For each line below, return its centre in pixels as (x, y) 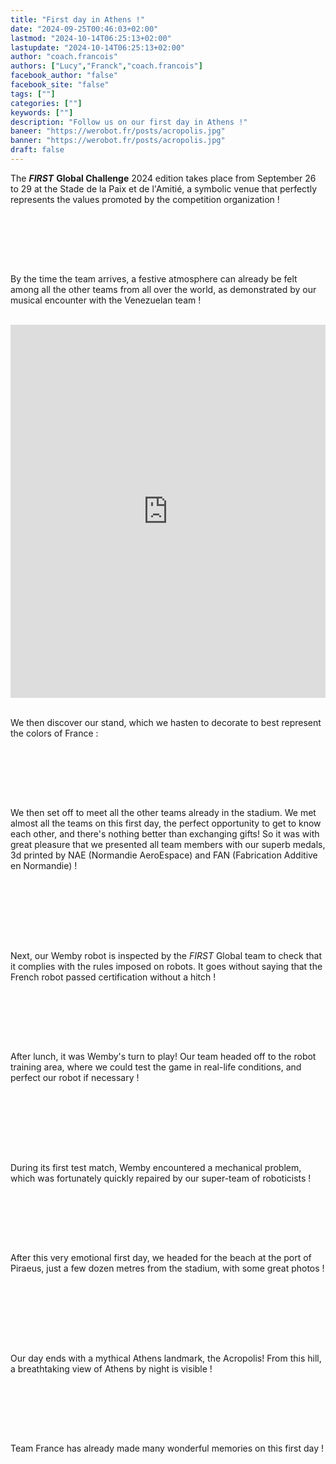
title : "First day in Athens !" (77, 19)
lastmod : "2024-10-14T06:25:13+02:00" (91, 38)
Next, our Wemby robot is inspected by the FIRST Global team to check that (166, 955)
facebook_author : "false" (64, 76)
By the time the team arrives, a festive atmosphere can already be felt (154, 278)
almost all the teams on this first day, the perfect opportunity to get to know (166, 823)
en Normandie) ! (44, 865)
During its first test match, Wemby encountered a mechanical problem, (156, 1167)
